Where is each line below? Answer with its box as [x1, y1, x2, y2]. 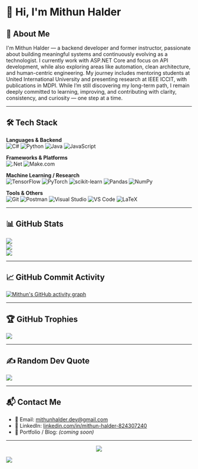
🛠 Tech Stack [6, 118, 58, 128]
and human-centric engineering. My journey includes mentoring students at [6, 70, 190, 76]
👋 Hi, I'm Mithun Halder [6, 5, 121, 19]
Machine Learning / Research [6, 171, 80, 179]
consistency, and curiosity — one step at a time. [6, 94, 123, 101]
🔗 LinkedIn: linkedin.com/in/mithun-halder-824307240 [14, 422, 147, 429]
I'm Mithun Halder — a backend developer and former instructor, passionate [6, 44, 191, 51]
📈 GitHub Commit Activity [6, 272, 105, 282]
